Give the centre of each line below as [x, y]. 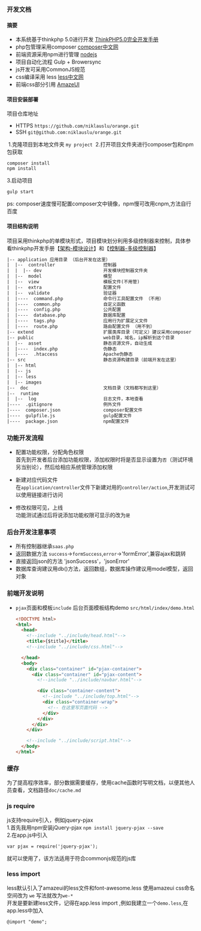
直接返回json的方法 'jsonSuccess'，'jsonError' [72, 561]
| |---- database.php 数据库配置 [66, 315]
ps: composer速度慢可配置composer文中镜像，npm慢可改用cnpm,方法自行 [99, 204]
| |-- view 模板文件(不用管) [73, 282]
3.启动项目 [20, 181]
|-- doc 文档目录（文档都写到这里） [84, 388]
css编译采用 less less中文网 [50, 77]
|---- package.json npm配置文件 [68, 421]
